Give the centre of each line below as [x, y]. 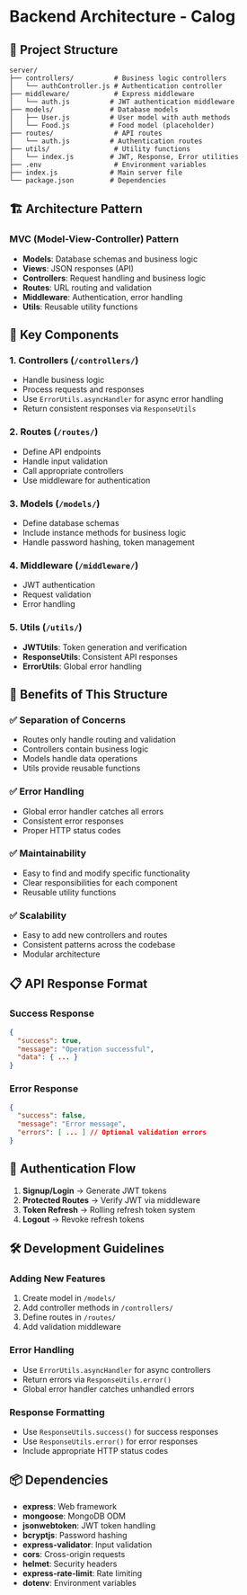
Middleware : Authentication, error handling [102, 297]
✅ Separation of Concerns [67, 719]
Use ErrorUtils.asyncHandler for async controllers [116, 1369]
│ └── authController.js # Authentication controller [116, 86]
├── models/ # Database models [94, 110]
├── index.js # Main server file [96, 173]
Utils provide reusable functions [81, 768]
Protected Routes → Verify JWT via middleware [111, 1200]
